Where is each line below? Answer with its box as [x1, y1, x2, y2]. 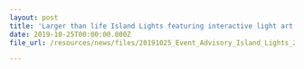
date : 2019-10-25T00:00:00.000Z [9, 30, 131, 39]
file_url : [9, 38, 47, 47]
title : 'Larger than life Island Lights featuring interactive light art [9, 22, 294, 30]
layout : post [9, 13, 59, 22]
